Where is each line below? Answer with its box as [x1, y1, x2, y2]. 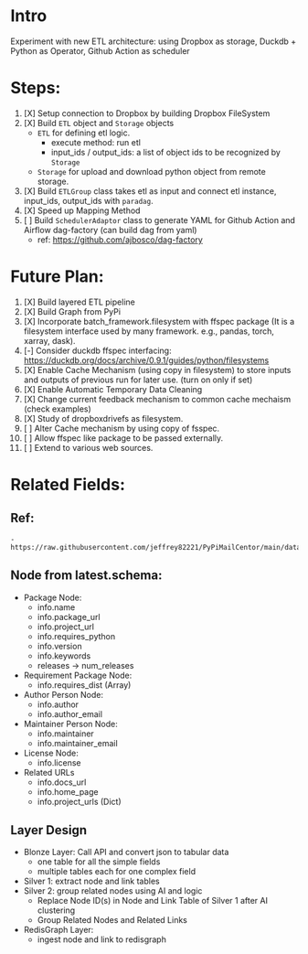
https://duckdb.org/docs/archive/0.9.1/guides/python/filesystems [23, 354, 270, 366]
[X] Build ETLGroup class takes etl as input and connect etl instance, [23, 185, 277, 197]
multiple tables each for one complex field [37, 866, 196, 877]
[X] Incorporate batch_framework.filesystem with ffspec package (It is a [23, 316, 295, 327]
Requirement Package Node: [23, 670, 133, 681]
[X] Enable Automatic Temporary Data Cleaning [23, 383, 203, 394]
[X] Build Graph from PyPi [23, 305, 122, 316]
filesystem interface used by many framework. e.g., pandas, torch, [23, 326, 275, 337]
